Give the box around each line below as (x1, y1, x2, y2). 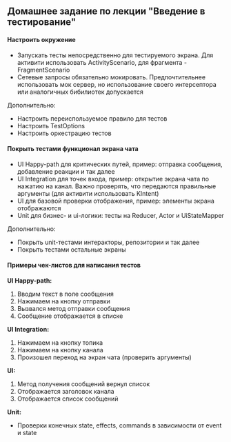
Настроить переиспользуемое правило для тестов (17, 114, 168, 123)
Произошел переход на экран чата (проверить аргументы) (17, 353, 192, 361)
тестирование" (7, 17, 77, 28)
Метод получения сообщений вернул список (17, 380, 150, 388)
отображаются (17, 203, 61, 212)
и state (17, 429, 37, 436)
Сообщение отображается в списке (17, 312, 123, 320)
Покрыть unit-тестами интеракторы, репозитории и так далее (17, 238, 200, 246)
